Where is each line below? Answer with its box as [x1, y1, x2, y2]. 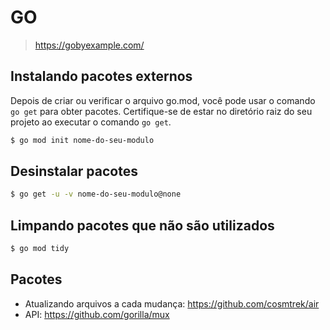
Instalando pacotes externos [10, 68, 193, 85]
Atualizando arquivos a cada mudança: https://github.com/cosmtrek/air [24, 297, 320, 310]
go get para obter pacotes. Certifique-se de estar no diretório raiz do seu [10, 105, 313, 117]
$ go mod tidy [10, 244, 70, 254]
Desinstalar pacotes [10, 163, 138, 180]
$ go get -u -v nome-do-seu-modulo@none [10, 189, 182, 200]
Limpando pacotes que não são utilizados [10, 217, 275, 234]
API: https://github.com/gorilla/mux [24, 308, 170, 320]
